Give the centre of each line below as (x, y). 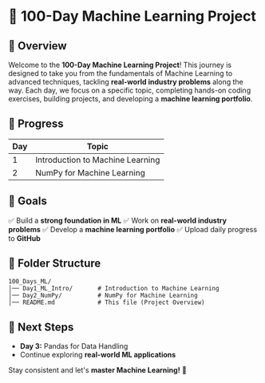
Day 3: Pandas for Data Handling (74, 346)
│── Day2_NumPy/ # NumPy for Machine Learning (103, 296)
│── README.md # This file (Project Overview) (107, 302)
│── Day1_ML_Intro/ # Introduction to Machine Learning (114, 289)
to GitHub (25, 238)
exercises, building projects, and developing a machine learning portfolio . (131, 99)
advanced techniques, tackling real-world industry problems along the (126, 82)
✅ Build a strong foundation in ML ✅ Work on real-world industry (118, 220)
